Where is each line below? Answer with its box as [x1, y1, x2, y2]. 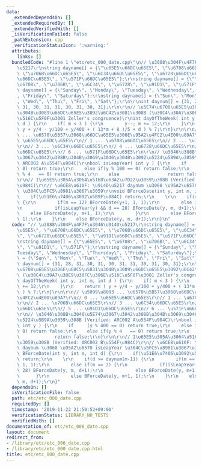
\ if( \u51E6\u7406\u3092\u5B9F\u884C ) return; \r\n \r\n [17, 193, 176, 199]
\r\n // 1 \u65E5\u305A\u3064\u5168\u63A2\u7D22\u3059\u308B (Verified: [17, 177, 198, 183]
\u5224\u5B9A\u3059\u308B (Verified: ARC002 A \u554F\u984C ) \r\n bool [17, 317, 192, 323]
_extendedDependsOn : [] [11, 14, 71, 20]
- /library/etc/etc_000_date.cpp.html [6, 446, 103, 452]
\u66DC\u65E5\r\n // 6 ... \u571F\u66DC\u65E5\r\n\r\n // [17, 149, 161, 155]
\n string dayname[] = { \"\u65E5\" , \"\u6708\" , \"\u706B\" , [17, 239, 171, 245]
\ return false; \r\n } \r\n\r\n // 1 [17, 334, 136, 340]
